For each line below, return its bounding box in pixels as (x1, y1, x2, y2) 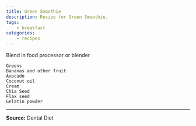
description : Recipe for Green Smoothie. (6, 14, 108, 20)
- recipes (16, 36, 41, 41)
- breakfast (16, 24, 45, 31)
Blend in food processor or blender (6, 52, 90, 58)
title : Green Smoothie (6, 8, 61, 15)
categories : (6, 30, 35, 36)
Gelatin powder (6, 99, 43, 104)
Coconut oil (6, 78, 35, 84)
